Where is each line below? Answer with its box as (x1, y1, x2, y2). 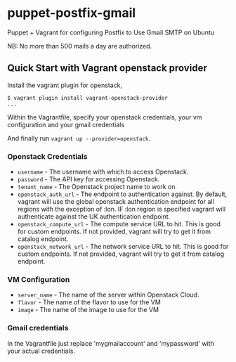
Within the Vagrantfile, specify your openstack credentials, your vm (7, 112, 202, 121)
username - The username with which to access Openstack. (17, 167, 189, 176)
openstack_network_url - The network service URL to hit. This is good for (17, 243, 229, 251)
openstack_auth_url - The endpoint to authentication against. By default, (17, 190, 228, 198)
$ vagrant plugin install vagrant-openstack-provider (7, 94, 169, 101)
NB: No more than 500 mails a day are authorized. (7, 41, 152, 50)
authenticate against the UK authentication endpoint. (17, 212, 171, 221)
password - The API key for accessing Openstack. (17, 175, 160, 183)
